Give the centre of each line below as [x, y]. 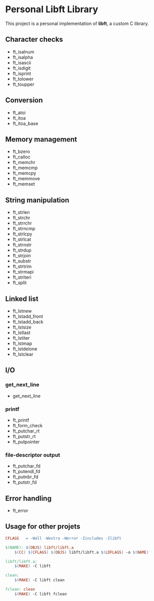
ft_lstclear [23, 354]
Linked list [22, 299]
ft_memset [24, 184]
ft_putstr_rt [24, 436]
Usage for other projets [43, 526]
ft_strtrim [22, 266]
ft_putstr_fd [25, 482]
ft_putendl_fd [26, 472]
